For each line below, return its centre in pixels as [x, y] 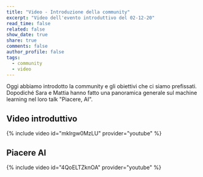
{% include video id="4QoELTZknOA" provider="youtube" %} [84, 167]
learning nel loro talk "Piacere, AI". [50, 99]
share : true [21, 40]
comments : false [27, 47]
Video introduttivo [42, 119]
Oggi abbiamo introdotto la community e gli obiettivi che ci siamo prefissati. [102, 86]
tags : [13, 58]
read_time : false [29, 23]
